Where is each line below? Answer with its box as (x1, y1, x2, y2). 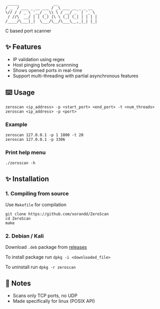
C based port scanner (5, 28, 52, 34)
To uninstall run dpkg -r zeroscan (5, 264, 76, 270)
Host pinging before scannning (12, 62, 78, 68)
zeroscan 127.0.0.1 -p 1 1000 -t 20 (5, 132, 84, 137)
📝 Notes (5, 279, 31, 287)
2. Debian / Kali (5, 232, 44, 240)
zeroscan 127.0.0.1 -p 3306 (5, 137, 66, 142)
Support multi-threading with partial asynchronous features (12, 72, 138, 79)
